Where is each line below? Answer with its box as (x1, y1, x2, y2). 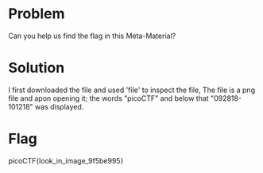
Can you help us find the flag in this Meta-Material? (8, 31, 176, 40)
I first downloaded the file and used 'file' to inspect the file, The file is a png (8, 85, 256, 94)
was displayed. (34, 102, 84, 111)
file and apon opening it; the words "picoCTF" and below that (8, 93, 209, 103)
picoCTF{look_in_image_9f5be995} (8, 156, 124, 165)
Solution (8, 59, 65, 77)
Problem (8, 5, 65, 23)
